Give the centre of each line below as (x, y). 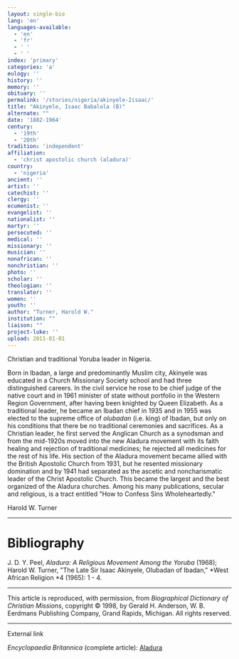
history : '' (25, 80)
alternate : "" (28, 113)
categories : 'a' (31, 67)
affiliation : (27, 153)
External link (26, 634)
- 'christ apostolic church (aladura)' (73, 160)
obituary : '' (27, 93)
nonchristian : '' (33, 266)
